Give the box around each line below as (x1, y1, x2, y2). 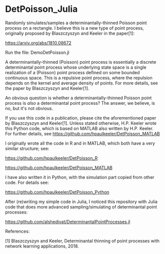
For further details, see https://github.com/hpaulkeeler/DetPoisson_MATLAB (5, 130, 160, 136)
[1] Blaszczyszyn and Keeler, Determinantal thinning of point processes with (5, 238, 160, 244)
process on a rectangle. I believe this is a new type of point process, (5, 25, 144, 31)
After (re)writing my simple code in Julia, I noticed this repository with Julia (5, 199, 158, 205)
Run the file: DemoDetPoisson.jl (5, 49, 70, 55)
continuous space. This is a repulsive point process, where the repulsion (5, 75, 153, 81)
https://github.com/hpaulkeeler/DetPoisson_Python (5, 189, 110, 195)
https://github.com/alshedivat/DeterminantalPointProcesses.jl (5, 218, 130, 224)
